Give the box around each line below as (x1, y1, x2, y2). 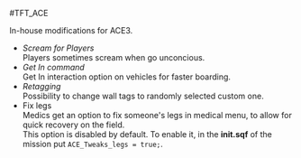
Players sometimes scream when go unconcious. (22, 52, 205, 62)
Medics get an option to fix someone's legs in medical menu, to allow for (22, 110, 293, 120)
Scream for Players (22, 42, 95, 53)
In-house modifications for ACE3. (9, 25, 133, 35)
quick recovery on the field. (22, 119, 125, 130)
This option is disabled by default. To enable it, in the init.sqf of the (22, 129, 272, 139)
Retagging (22, 81, 61, 91)
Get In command (22, 62, 86, 72)
